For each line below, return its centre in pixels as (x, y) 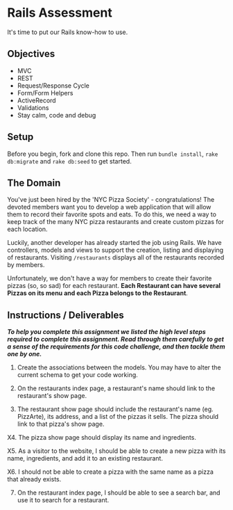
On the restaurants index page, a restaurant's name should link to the (116, 388)
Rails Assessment (60, 13)
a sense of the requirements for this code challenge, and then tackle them (116, 346)
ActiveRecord (37, 100)
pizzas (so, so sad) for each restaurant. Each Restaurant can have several (114, 286)
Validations (33, 107)
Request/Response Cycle (53, 86)
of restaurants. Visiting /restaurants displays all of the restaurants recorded (116, 257)
